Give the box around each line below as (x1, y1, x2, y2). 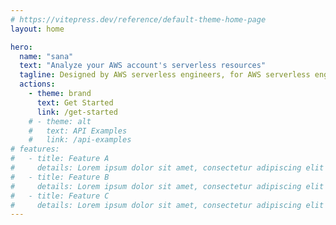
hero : (10, 42, 33, 52)
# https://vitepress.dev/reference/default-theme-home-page (10, 14, 267, 25)
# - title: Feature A (10, 154, 110, 164)
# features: (10, 144, 60, 155)
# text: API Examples (28, 126, 128, 136)
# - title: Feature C (10, 191, 110, 201)
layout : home (10, 24, 65, 34)
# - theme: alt (28, 116, 92, 126)
